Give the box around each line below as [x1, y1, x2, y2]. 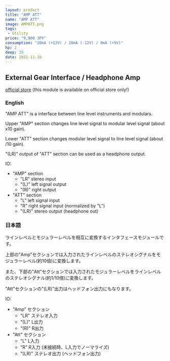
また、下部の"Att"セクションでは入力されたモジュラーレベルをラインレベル [5, 268, 161, 274]
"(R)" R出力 [20, 325, 44, 331]
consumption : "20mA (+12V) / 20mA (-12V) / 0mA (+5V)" [5, 41, 123, 46]
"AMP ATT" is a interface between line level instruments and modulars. [5, 111, 153, 117]
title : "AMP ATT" [5, 12, 42, 17]
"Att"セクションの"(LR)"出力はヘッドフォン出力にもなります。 [5, 286, 134, 292]
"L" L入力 [20, 338, 39, 344]
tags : [5, 26, 17, 31]
